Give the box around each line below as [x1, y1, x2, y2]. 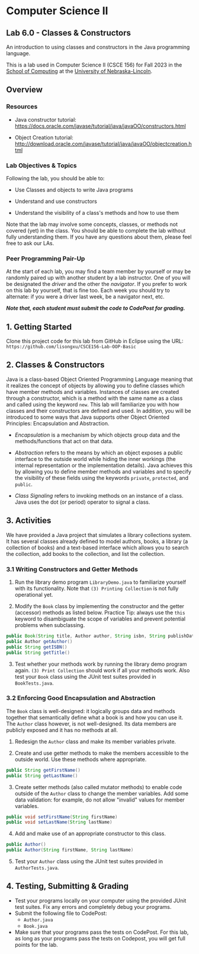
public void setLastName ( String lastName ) [6, 819, 113, 825]
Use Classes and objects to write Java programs [14, 186, 133, 193]
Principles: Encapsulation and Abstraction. [6, 419, 110, 427]
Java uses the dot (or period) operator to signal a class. [14, 498, 150, 505]
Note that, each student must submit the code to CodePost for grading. [6, 304, 185, 312]
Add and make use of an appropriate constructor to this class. [14, 830, 166, 837]
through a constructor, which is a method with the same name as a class [6, 395, 183, 402]
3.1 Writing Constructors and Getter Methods [6, 565, 138, 573]
